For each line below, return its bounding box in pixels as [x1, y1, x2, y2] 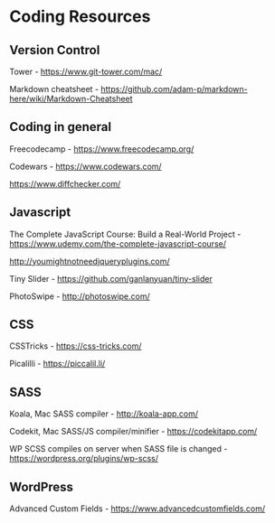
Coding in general [9, 119, 111, 135]
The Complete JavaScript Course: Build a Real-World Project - [9, 229, 242, 239]
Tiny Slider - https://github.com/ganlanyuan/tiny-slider [9, 273, 213, 284]
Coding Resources [9, 6, 151, 27]
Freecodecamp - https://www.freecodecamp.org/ [9, 143, 194, 154]
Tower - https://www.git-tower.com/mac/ [9, 66, 163, 77]
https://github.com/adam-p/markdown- [100, 84, 248, 94]
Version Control [9, 42, 100, 58]
